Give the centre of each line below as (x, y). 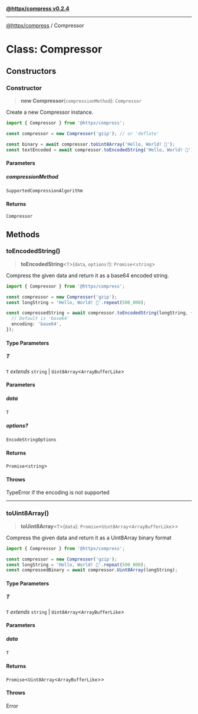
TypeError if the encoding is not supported (58, 493)
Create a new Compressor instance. (50, 112)
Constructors (31, 71)
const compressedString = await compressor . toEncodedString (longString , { (100, 313)
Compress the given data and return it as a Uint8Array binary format (89, 538)
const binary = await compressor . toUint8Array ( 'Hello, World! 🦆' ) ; (91, 144)
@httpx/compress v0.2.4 (38, 9)
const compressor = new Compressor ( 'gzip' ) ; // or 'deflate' (83, 133)
